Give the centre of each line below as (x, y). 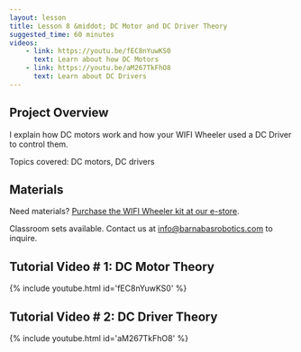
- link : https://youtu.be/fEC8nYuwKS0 (98, 51)
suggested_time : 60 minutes (62, 34)
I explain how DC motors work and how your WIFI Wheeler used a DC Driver (150, 134)
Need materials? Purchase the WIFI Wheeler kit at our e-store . (125, 212)
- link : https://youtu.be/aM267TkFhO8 (98, 68)
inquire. (23, 239)
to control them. (39, 144)
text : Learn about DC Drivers (90, 77)
